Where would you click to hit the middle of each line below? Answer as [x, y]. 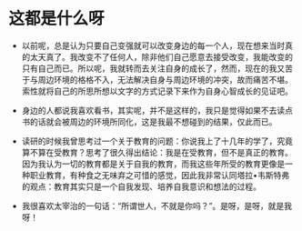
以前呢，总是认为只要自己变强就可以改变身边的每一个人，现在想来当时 [153, 45]
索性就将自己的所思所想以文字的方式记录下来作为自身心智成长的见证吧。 [157, 91]
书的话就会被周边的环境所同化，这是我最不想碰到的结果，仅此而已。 [149, 121]
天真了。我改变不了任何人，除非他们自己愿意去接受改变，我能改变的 [165, 56]
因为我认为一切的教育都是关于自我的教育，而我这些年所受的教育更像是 [153, 164]
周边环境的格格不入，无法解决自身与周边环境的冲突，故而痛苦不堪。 [165, 79]
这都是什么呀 [57, 19]
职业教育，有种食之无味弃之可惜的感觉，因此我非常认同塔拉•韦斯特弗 [160, 175]
